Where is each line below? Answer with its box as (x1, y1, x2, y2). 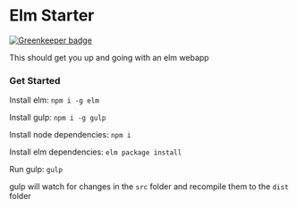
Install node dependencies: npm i (9, 129, 132, 140)
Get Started (9, 74, 61, 87)
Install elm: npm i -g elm (9, 95, 100, 105)
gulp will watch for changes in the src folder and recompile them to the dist (9, 181, 289, 192)
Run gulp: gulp (9, 164, 63, 175)
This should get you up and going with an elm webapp (9, 52, 209, 62)
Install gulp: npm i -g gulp (9, 112, 106, 123)
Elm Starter (9, 5, 95, 26)
